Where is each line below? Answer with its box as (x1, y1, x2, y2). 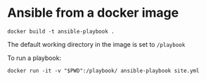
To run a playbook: (7, 54, 62, 62)
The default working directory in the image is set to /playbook (7, 40, 186, 48)
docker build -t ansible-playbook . (7, 28, 115, 35)
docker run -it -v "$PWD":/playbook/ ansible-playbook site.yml (7, 67, 200, 74)
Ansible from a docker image (7, 5, 179, 21)
